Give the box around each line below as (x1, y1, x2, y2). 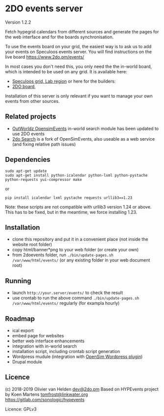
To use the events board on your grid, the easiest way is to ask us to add (5, 43, 152, 49)
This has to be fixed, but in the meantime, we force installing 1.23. (5, 209, 138, 215)
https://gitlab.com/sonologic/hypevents (5, 396, 85, 402)
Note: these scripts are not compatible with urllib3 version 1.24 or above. (5, 204, 152, 209)
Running (5, 276, 32, 285)
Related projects (5, 113, 56, 121)
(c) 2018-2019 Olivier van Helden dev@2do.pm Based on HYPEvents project (5, 386, 159, 392)
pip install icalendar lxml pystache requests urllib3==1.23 (5, 195, 133, 200)
